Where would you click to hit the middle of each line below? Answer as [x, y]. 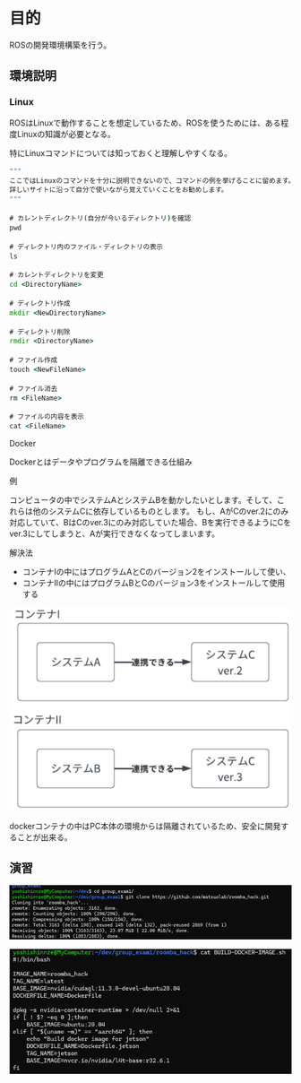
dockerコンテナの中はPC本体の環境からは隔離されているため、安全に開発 [145, 826]
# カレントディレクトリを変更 [57, 275]
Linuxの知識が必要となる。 [66, 134]
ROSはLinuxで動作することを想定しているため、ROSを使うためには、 [138, 123]
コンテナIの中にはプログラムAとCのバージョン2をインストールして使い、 [156, 572]
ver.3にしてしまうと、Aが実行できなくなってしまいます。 [115, 533]
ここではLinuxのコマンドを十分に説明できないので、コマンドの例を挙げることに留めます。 [152, 180]
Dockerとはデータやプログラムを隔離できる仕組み [101, 462]
